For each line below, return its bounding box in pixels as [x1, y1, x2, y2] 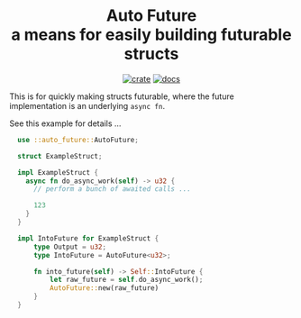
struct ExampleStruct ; [17, 151, 103, 160]
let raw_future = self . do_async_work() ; [49, 276, 204, 285]
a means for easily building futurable [11, 24, 292, 45]
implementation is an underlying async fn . [9, 100, 165, 111]
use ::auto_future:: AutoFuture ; [17, 135, 140, 144]
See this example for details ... [9, 118, 122, 129]
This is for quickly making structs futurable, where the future [9, 91, 234, 102]
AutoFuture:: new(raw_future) [49, 284, 160, 293]
